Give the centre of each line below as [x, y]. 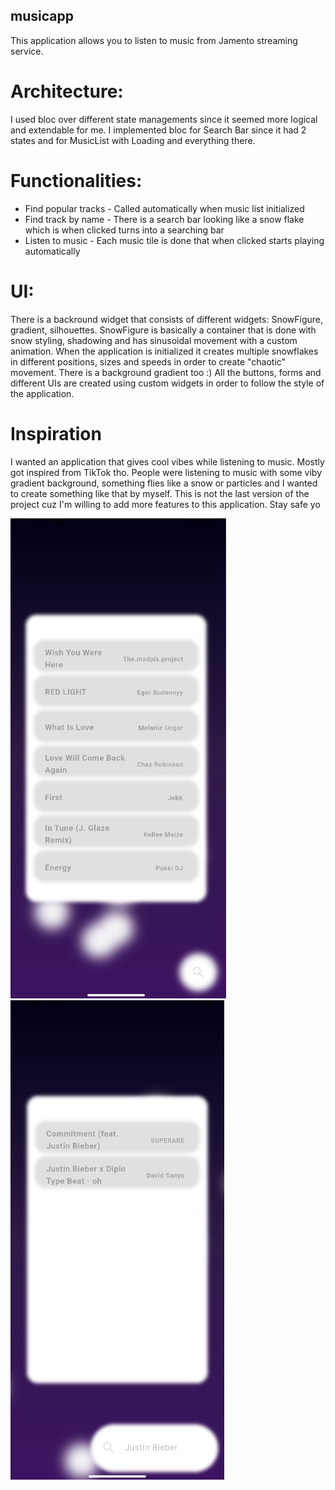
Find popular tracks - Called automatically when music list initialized [164, 208]
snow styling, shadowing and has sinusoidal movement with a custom [154, 340]
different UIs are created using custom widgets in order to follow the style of [167, 383]
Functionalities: [76, 180]
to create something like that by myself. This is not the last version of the [160, 493]
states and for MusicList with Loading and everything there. [133, 140]
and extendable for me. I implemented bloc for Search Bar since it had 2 [158, 130]
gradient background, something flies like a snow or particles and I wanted [164, 483]
